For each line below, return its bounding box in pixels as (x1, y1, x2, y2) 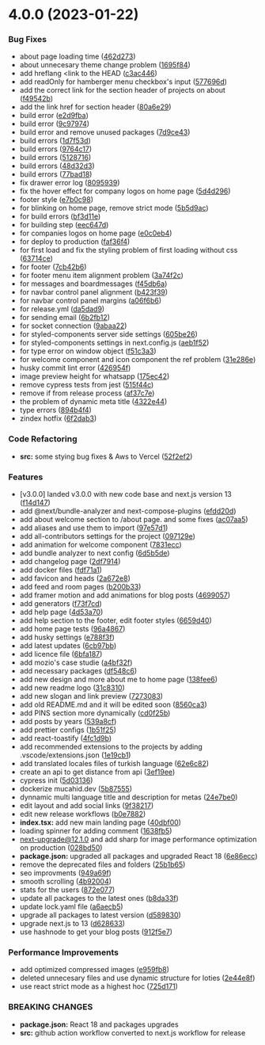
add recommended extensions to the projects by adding (19, 742, 203, 752)
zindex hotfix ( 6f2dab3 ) (19, 414, 97, 423)
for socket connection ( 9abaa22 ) (19, 321, 127, 330)
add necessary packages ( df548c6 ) (19, 666, 137, 676)
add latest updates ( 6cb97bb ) (19, 641, 117, 650)
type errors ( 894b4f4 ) (19, 406, 93, 415)
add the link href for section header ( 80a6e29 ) (19, 102, 172, 112)
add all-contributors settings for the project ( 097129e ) (19, 532, 196, 541)
